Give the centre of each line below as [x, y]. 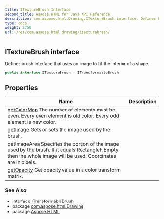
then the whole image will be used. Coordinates [62, 156]
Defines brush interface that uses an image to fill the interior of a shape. [77, 63]
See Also [16, 190]
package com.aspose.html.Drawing [48, 206]
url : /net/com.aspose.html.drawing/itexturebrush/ [58, 32]
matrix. [15, 176]
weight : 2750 [18, 28]
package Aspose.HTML [36, 211]
